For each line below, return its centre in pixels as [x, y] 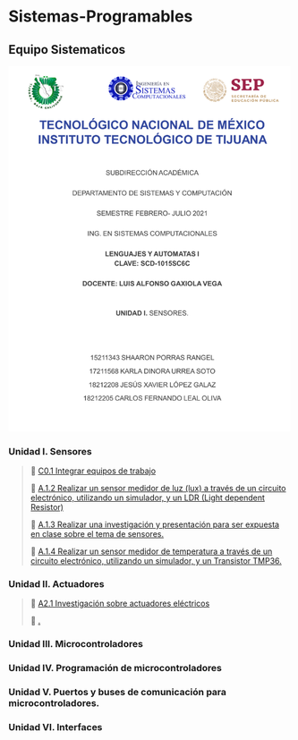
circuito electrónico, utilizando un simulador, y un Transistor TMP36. [156, 560]
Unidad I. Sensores [51, 451]
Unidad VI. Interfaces [55, 727]
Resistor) [47, 506]
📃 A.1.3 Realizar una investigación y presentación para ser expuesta [154, 524]
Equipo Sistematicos [67, 50]
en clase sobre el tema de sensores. [97, 533]
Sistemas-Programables [101, 17]
